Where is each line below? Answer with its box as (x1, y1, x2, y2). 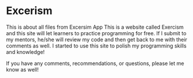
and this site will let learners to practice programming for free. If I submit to (6, 29, 187, 36)
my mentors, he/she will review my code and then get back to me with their (6, 36, 188, 43)
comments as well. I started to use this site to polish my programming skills (6, 42, 187, 49)
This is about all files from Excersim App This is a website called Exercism (6, 23, 184, 30)
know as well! (6, 66, 39, 73)
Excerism (6, 4, 53, 18)
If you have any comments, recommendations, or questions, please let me (6, 60, 184, 67)
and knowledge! (6, 48, 45, 55)
